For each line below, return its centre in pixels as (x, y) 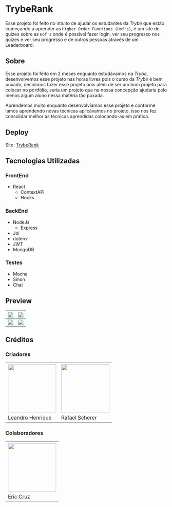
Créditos (20, 340)
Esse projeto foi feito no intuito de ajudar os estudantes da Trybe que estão (85, 23)
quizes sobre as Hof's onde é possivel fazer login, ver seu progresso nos (83, 34)
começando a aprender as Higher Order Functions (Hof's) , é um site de (83, 28)
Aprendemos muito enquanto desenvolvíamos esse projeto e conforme (80, 105)
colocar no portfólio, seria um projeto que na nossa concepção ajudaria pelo (86, 90)
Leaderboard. (20, 45)
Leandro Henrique (30, 418)
